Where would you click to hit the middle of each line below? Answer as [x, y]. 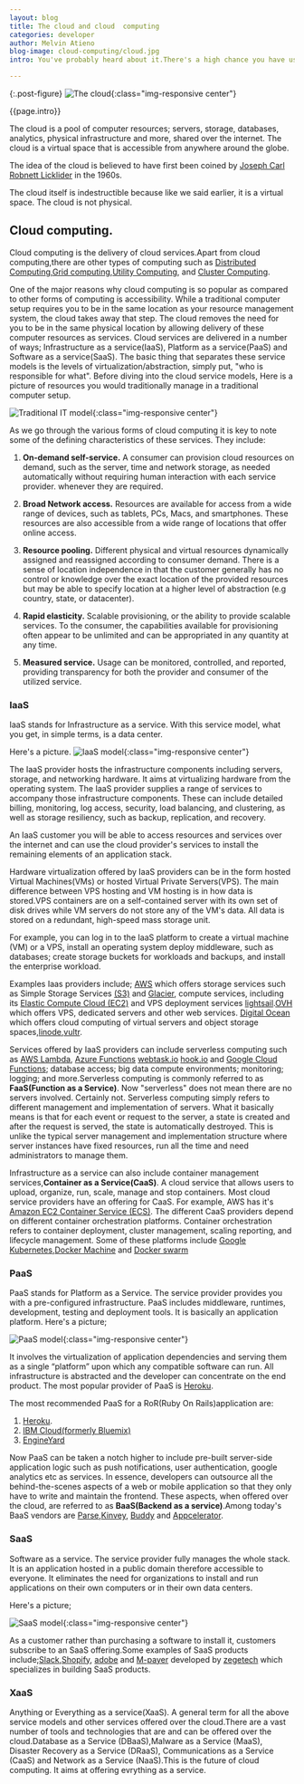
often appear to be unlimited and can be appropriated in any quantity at [156, 635]
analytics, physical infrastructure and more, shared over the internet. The [146, 138]
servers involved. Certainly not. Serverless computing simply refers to [140, 1098]
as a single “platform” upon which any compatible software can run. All [142, 1367]
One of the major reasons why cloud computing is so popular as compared [149, 289]
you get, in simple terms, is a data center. [86, 734]
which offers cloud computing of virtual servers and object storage [134, 1022]
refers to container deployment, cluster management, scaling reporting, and [151, 1231]
